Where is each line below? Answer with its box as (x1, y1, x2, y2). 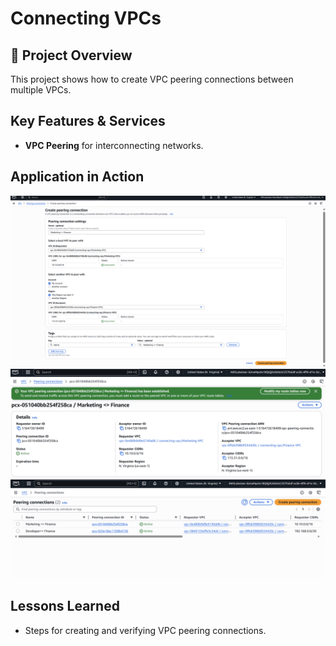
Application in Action (10, 168, 145, 186)
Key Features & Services (10, 113, 166, 130)
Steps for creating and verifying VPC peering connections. (24, 624, 267, 636)
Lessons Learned (10, 598, 120, 615)
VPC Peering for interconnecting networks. (24, 139, 204, 151)
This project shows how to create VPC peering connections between (10, 73, 294, 85)
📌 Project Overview (10, 47, 133, 64)
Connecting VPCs (10, 7, 162, 30)
